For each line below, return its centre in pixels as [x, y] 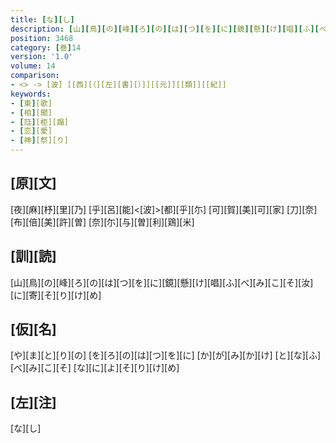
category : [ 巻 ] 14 [46, 47]
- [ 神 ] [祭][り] [40, 141]
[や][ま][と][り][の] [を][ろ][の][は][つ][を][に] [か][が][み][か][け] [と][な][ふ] [166, 355]
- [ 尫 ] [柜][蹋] [40, 122]
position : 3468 [42, 38]
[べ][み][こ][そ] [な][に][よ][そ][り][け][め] [95, 368]
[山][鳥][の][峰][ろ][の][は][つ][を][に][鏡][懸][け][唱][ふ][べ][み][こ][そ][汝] [162, 282]
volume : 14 [33, 66]
